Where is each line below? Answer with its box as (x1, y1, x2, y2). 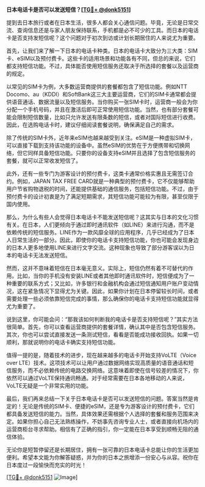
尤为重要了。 (6, 303, 38, 310)
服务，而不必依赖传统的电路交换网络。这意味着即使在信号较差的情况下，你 (11, 367, 199, 374)
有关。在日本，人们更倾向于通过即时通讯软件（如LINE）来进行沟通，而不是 (6, 221, 195, 228)
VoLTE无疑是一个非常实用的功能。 (6, 382, 92, 389)
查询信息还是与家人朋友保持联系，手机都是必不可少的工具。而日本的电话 (16, 27, 199, 34)
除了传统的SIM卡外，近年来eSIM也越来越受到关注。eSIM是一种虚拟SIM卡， (6, 134, 196, 141)
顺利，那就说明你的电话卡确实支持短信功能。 (6, 339, 119, 345)
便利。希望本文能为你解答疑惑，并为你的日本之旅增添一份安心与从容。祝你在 (6, 454, 199, 461)
